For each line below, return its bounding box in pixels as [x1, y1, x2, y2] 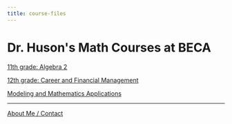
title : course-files [7, 10, 67, 17]
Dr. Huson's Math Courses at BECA [7, 39, 212, 55]
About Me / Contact [7, 109, 64, 117]
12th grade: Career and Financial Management [7, 76, 139, 84]
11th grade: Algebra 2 [7, 63, 68, 71]
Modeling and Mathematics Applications [7, 89, 122, 97]
